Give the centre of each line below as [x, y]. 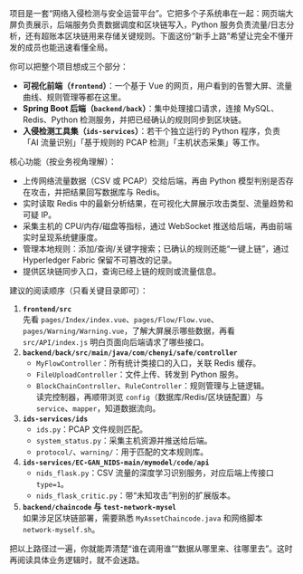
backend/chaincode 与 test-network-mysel [99, 507]
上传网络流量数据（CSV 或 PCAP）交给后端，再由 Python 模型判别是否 [154, 181]
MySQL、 [261, 108]
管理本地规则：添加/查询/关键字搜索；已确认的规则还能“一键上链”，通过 [156, 249]
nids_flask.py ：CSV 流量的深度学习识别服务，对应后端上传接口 [155, 473]
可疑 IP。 [39, 215]
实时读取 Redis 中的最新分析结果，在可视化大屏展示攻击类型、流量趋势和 [158, 203]
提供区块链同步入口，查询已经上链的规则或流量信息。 [122, 271]
